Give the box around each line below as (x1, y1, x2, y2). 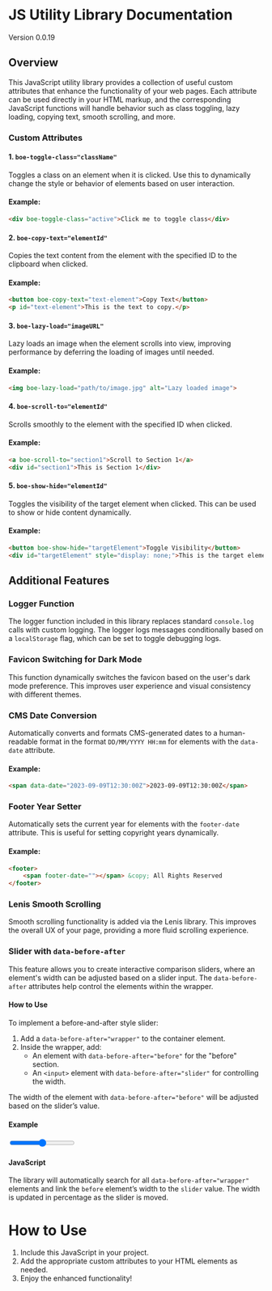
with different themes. (8, 690, 83, 699)
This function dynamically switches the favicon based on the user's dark (8, 672, 251, 682)
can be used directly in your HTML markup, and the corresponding (8, 95, 232, 104)
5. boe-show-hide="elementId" (8, 481, 108, 490)
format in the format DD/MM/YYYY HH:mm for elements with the (39, 737, 239, 746)
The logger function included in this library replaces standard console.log (8, 617, 254, 626)
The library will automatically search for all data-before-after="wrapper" (8, 1175, 249, 1185)
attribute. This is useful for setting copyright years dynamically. (8, 828, 219, 838)
